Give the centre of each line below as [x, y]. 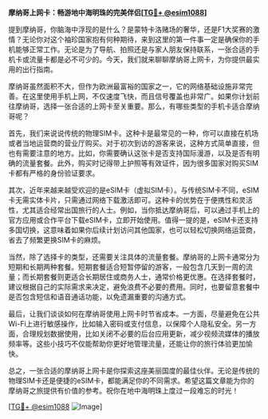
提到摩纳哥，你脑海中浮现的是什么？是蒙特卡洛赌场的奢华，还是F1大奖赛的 [130, 30]
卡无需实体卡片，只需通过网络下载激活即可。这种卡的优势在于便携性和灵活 [130, 200]
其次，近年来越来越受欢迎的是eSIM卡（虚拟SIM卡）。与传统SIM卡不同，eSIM [134, 190]
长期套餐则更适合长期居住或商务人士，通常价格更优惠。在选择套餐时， [144, 277]
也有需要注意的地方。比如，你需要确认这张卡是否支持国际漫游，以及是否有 [130, 153]
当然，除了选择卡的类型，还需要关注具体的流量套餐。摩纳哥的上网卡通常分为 [134, 257]
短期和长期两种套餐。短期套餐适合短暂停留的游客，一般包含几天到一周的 [127, 267]
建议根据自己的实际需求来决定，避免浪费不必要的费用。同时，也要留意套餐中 [134, 287]
